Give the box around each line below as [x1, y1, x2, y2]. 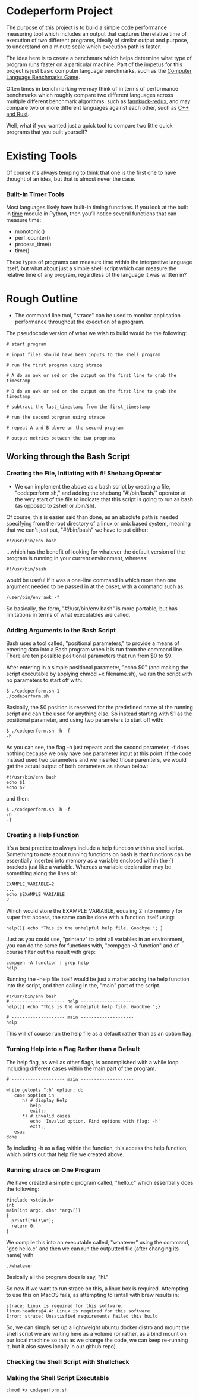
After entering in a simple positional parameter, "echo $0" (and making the [6, 664, 189, 671]
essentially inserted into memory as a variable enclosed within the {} [6, 857, 174, 864]
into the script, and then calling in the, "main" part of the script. [6, 982, 161, 989]
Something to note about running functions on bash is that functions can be [6, 851, 191, 858]
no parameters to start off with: [6, 677, 83, 684]
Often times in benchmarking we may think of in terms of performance [6, 85, 179, 92]
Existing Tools [6, 149, 77, 163]
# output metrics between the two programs [6, 436, 116, 441]
